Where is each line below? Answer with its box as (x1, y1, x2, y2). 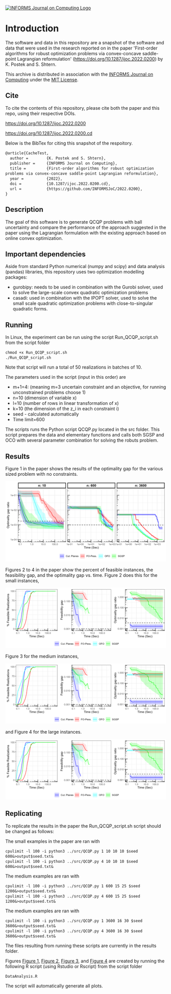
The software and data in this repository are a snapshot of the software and (5, 39, 164, 45)
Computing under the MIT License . (5, 77, 79, 83)
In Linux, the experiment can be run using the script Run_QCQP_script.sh (5, 334, 158, 341)
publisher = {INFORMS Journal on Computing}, (10, 161, 117, 166)
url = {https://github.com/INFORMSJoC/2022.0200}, (10, 186, 143, 191)
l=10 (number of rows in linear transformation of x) (12, 400, 119, 406)
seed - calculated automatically (12, 411, 79, 417)
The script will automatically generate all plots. (5, 983, 103, 989)
